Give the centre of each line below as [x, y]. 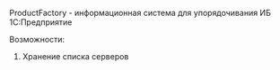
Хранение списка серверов [75, 56]
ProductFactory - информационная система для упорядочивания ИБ [140, 13]
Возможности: [37, 39]
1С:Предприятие [41, 22]
